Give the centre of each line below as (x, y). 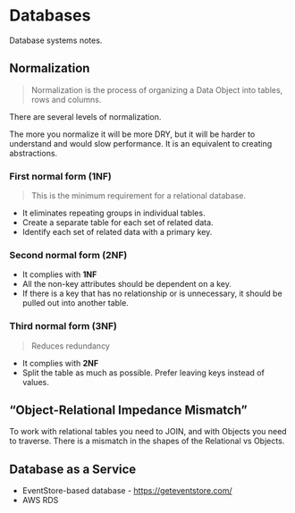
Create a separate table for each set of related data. (118, 223)
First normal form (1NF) (60, 176)
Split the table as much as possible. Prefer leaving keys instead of (143, 373)
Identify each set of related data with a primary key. (117, 232)
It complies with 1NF (59, 274)
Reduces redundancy (70, 346)
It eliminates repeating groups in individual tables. (114, 213)
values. (35, 382)
